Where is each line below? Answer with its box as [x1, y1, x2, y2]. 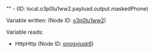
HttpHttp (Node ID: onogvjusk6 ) [14, 40, 94, 47]
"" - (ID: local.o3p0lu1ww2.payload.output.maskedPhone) [6, 5, 149, 12]
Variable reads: [6, 28, 44, 36]
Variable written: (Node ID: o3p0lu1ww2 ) [6, 17, 107, 23]
